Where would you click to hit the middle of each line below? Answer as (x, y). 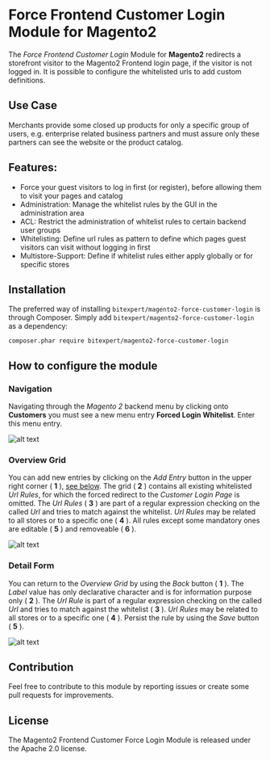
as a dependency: (38, 326)
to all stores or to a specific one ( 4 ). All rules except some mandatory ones (134, 521)
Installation (37, 290)
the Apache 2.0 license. (48, 749)
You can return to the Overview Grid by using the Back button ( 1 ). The (126, 583)
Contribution (41, 668)
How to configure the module (83, 365)
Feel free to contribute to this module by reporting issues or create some (129, 687)
